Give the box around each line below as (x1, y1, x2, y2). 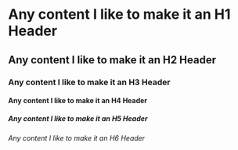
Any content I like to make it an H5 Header (8, 113, 148, 123)
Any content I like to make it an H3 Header (8, 77, 171, 87)
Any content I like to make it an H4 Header (8, 96, 147, 105)
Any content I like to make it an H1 (8, 5, 231, 23)
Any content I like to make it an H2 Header (8, 53, 217, 66)
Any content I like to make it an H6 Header (8, 134, 146, 143)
